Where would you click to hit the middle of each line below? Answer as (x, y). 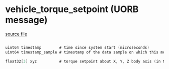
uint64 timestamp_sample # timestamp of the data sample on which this (82, 52)
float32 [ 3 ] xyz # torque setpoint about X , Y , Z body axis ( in (83, 61)
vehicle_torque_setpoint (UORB (72, 9)
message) (26, 20)
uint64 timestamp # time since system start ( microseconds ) (77, 47)
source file (16, 34)
